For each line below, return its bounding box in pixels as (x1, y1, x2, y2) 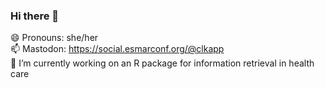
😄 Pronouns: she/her (10, 32, 99, 44)
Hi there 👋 (10, 9, 60, 23)
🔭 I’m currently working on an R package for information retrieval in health (10, 57, 315, 69)
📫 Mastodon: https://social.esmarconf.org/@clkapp (10, 43, 225, 55)
